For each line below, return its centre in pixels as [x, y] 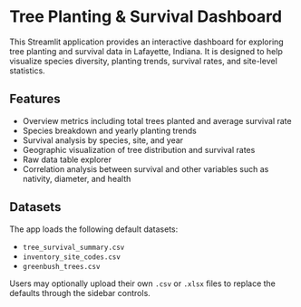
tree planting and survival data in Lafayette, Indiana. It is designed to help [146, 51]
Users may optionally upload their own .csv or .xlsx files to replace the [143, 283]
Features [35, 99]
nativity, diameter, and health [77, 178]
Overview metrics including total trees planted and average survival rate [157, 120]
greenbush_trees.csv [61, 266]
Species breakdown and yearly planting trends [109, 130]
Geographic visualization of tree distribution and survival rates [139, 149]
